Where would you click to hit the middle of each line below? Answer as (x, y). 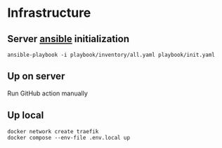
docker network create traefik (53, 131)
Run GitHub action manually (47, 93)
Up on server (36, 76)
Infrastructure (49, 13)
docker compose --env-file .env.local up (69, 137)
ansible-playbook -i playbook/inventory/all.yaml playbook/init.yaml (111, 55)
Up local (26, 115)
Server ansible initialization (68, 39)
